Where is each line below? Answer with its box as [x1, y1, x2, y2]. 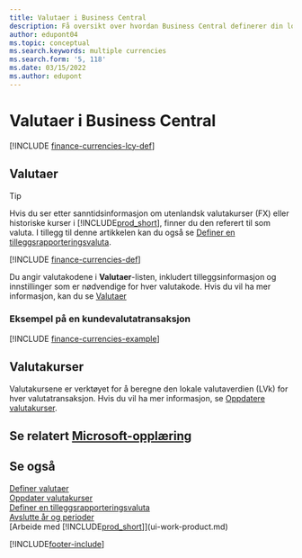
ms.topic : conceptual [9, 38, 91, 48]
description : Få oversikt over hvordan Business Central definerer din [9, 22, 283, 31]
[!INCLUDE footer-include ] [9, 538, 105, 549]
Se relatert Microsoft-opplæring [9, 428, 191, 444]
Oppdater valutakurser [9, 492, 93, 503]
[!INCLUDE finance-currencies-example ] [9, 333, 160, 344]
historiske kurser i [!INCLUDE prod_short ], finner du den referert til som [9, 217, 271, 228]
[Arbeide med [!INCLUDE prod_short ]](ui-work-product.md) [9, 521, 229, 532]
